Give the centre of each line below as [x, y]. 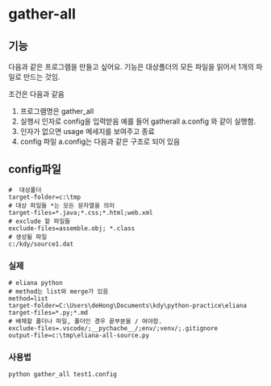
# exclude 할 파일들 [40, 221]
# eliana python [35, 283]
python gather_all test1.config [63, 375]
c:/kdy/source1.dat [41, 244]
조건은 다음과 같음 [36, 94]
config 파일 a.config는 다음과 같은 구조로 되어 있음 [100, 141]
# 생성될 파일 [28, 237]
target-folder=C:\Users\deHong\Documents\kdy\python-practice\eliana [128, 306]
